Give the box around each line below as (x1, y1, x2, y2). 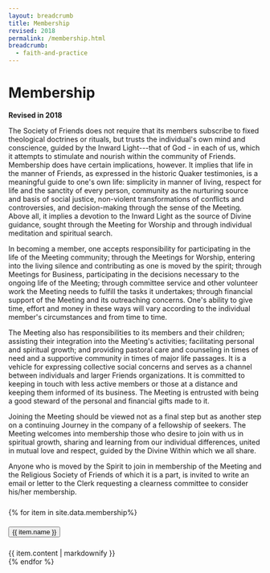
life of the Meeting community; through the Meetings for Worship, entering (8, 252, 256, 262)
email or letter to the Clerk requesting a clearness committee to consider (8, 478, 249, 488)
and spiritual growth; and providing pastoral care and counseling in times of (8, 345, 259, 354)
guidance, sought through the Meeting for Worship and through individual (8, 219, 252, 229)
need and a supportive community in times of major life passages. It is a (8, 353, 247, 362)
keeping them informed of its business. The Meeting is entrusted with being (8, 387, 259, 397)
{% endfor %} (8, 556, 55, 567)
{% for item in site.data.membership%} (8, 507, 138, 517)
